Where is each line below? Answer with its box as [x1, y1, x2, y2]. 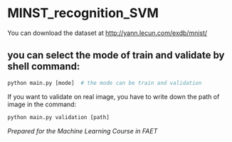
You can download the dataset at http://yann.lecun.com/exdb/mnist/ [7, 29, 208, 37]
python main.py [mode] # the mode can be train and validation [7, 79, 202, 86]
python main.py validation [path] [7, 113, 110, 121]
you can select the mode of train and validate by [7, 49, 225, 61]
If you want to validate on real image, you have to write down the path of [7, 92, 220, 101]
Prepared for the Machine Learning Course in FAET [7, 126, 158, 135]
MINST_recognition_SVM [7, 5, 159, 21]
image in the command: [7, 100, 77, 108]
